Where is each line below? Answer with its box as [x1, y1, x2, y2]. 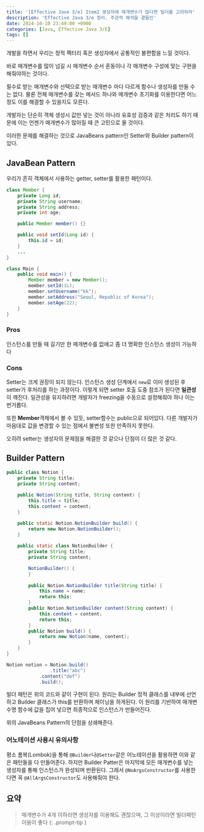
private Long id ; [17, 192, 62, 199]
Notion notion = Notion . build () [6, 662, 89, 668]
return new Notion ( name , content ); [38, 634, 130, 640]
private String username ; [17, 198, 84, 204]
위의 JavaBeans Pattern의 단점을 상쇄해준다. [6, 719, 114, 726]
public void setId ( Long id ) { [17, 232, 95, 238]
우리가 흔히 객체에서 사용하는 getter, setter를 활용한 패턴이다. [6, 174, 153, 182]
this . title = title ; [28, 498, 81, 504]
